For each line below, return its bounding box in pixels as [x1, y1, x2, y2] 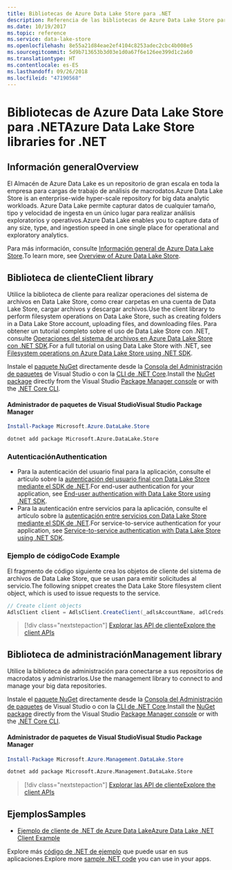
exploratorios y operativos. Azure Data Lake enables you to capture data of [7, 216, 220, 225]
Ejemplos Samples [7, 808, 86, 820]
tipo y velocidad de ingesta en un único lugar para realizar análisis [7, 209, 195, 217]
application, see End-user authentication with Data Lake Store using [17, 489, 211, 498]
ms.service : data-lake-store [7, 36, 91, 43]
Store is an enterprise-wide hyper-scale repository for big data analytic [7, 194, 210, 203]
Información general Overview [7, 161, 139, 173]
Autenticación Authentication [7, 452, 108, 462]
